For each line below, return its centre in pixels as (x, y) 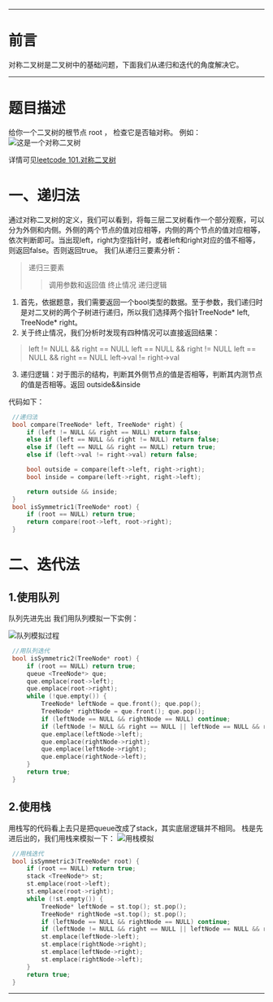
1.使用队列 (34, 597)
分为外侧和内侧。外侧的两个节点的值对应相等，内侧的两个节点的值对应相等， (136, 229)
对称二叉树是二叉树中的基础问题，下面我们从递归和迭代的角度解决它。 (126, 64)
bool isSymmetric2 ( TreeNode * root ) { (76, 658)
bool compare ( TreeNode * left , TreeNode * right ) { (97, 425)
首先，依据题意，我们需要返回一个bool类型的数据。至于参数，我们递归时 (141, 302)
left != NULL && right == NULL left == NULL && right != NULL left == (142, 349)
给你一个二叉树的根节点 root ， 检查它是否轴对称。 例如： (105, 132)
